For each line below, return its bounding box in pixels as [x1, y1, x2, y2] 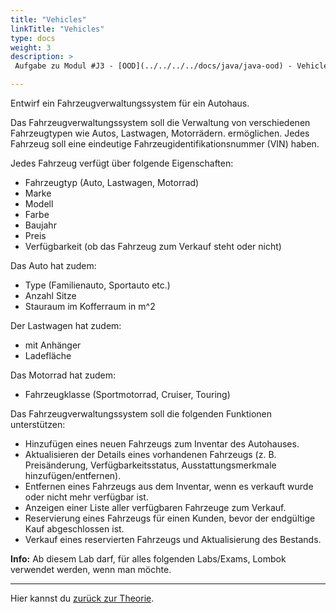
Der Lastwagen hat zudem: [10, 320, 122, 331]
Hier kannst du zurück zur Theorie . [10, 592, 155, 604]
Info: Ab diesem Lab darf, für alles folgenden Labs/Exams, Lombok [10, 553, 287, 565]
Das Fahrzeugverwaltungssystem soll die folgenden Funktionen [10, 408, 272, 420]
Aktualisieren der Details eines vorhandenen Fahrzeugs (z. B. [24, 449, 277, 460]
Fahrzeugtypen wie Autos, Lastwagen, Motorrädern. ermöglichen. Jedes [10, 127, 310, 139]
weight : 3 [10, 42, 52, 53]
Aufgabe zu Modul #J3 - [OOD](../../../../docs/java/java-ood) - [14, 61, 293, 71]
